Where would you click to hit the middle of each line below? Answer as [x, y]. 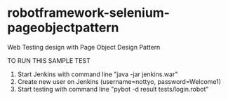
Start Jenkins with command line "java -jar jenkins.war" [98, 74]
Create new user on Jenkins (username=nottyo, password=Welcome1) [119, 81]
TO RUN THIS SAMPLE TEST [49, 60]
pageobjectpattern [63, 28]
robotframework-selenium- [89, 13]
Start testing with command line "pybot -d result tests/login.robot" [113, 89]
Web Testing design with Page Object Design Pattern [84, 47]
